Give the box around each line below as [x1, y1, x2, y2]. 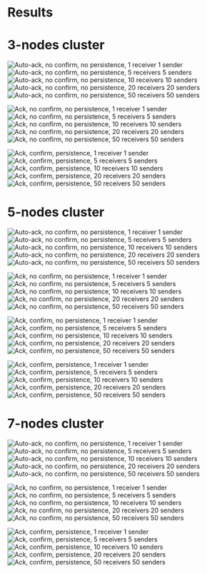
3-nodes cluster [7, 37, 105, 54]
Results [7, 4, 54, 21]
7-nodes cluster [7, 415, 104, 432]
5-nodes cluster [7, 204, 105, 220]
